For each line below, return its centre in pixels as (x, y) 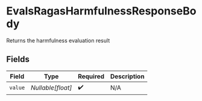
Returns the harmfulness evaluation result (58, 40)
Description (127, 76)
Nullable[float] (51, 88)
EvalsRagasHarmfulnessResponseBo (101, 11)
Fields (18, 59)
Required (91, 76)
